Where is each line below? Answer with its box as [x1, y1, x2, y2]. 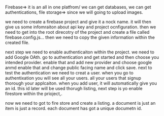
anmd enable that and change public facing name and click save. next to [5, 65, 153, 70]
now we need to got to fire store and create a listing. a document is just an [5, 100, 156, 106]
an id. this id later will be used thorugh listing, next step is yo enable [5, 86, 143, 91]
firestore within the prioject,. [5, 91, 63, 96]
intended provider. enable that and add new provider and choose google [5, 60, 152, 65]
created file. [5, 40, 30, 46]
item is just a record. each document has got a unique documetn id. [5, 105, 142, 111]
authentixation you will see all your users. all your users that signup [5, 75, 141, 81]
